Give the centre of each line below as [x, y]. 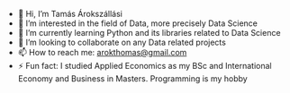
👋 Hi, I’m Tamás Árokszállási [70, 14]
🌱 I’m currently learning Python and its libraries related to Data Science [149, 33]
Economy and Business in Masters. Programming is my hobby [132, 79]
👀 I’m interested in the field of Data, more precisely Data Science [138, 23]
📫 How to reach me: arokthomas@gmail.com [102, 52]
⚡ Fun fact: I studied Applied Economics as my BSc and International [145, 66]
